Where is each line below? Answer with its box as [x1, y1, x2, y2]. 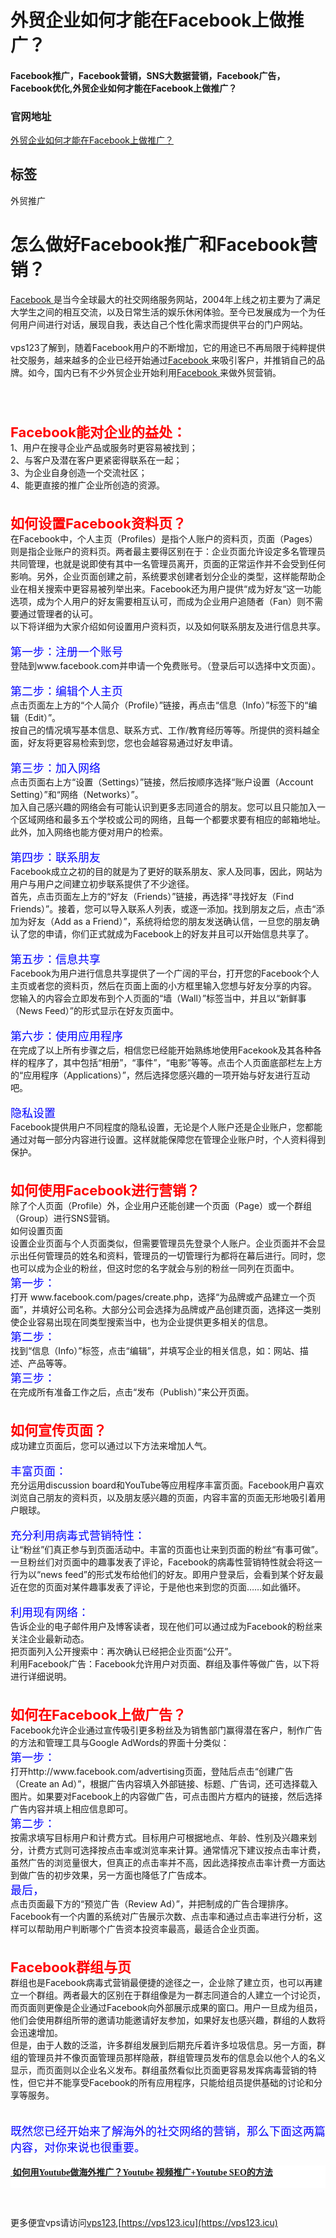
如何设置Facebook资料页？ [10, 514, 187, 532]
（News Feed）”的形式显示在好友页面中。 [10, 1004, 180, 1016]
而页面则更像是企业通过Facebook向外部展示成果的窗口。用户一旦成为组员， [10, 2001, 323, 2013]
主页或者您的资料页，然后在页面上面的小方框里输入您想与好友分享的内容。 [10, 979, 317, 991]
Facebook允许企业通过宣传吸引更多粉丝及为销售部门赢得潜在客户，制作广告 [10, 1724, 323, 1736]
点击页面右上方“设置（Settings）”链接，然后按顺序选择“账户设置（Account [10, 776, 314, 788]
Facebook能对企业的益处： [10, 423, 187, 441]
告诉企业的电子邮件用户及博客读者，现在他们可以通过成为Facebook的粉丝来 [10, 1620, 323, 1632]
